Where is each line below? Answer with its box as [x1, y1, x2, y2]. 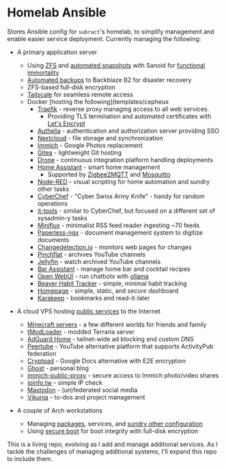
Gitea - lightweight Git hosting [37, 148, 122, 157]
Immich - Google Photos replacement [37, 141, 143, 149]
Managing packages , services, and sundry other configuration [27, 419, 203, 428]
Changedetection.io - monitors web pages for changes [37, 243, 193, 251]
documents [37, 235, 70, 244]
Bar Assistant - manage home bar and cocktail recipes [37, 265, 190, 273]
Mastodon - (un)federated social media [27, 385, 138, 394]
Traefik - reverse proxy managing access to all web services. [37, 105, 210, 113]
